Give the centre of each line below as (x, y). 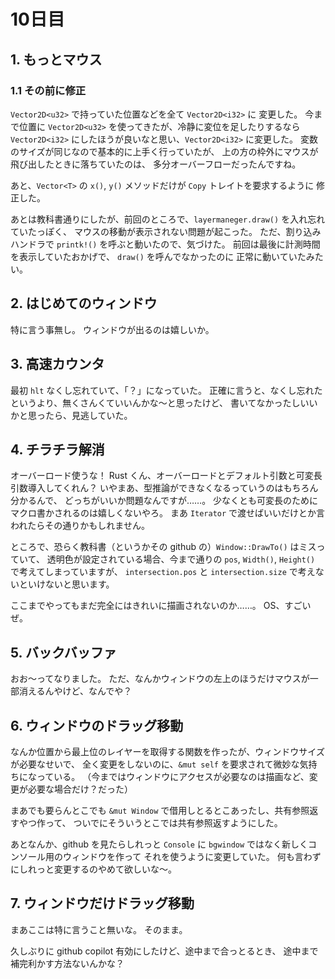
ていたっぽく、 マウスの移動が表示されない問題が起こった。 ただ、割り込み (166, 231)
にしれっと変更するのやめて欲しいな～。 (93, 869)
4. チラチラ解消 (57, 449)
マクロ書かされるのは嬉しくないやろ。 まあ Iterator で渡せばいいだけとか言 (168, 513)
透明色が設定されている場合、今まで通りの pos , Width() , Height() (181, 559)
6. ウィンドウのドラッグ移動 (97, 725)
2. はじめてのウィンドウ (84, 303)
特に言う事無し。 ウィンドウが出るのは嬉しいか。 (112, 329)
